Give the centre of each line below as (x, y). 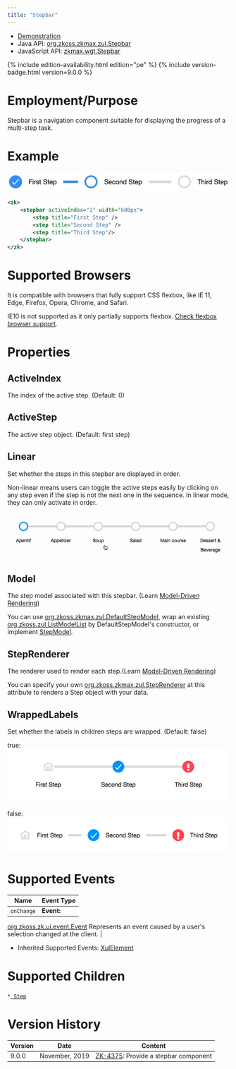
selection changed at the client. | (55, 934)
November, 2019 (65, 1056)
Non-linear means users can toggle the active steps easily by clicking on (113, 487)
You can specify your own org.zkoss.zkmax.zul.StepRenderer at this (106, 685)
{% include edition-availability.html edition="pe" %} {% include (99, 64)
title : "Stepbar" (33, 15)
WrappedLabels (43, 714)
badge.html (24, 72)
